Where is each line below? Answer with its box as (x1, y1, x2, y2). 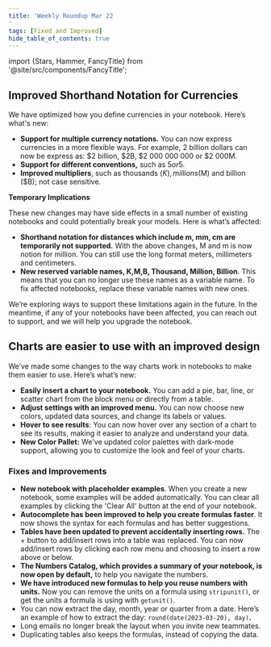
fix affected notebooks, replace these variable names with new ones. (19, 284, 250, 294)
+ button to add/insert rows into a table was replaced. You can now (19, 536, 244, 545)
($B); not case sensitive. (19, 177, 102, 186)
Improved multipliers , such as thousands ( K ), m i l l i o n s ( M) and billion (19, 169, 246, 178)
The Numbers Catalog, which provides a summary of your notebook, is (19, 561, 263, 571)
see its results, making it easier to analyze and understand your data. (19, 428, 250, 438)
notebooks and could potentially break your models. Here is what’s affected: (8, 217, 262, 227)
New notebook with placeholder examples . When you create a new (19, 484, 248, 494)
